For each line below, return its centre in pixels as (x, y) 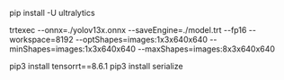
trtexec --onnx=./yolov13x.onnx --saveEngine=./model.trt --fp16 (128, 30)
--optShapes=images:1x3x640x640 (142, 40)
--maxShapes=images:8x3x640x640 (207, 49)
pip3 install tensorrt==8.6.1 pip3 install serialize (96, 66)
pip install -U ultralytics (53, 13)
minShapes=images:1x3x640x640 (73, 49)
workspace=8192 (41, 40)
